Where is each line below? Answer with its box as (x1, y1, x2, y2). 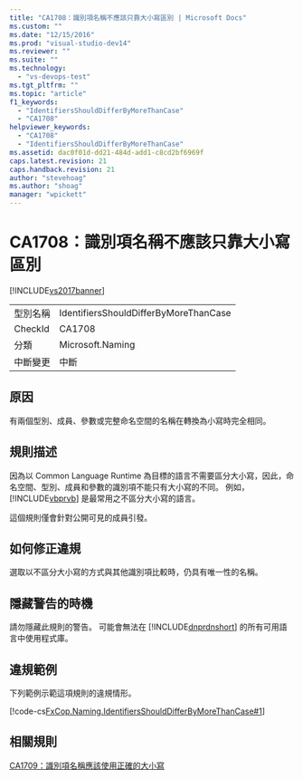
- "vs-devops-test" (17, 72, 91, 82)
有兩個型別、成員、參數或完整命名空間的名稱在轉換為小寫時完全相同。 (9, 415, 271, 426)
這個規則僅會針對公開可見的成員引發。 (9, 512, 152, 523)
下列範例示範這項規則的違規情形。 (9, 688, 137, 698)
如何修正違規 (9, 541, 81, 556)
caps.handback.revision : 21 (9, 165, 116, 174)
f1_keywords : (9, 97, 59, 107)
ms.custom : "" (9, 22, 63, 31)
